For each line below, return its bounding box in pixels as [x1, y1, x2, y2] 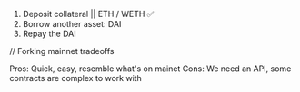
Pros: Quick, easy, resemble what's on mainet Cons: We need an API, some [9, 63, 292, 74]
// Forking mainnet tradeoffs [9, 46, 115, 56]
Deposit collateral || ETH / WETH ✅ [22, 9, 155, 19]
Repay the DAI [22, 28, 76, 39]
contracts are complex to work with [9, 73, 143, 83]
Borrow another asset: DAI [22, 19, 122, 29]
